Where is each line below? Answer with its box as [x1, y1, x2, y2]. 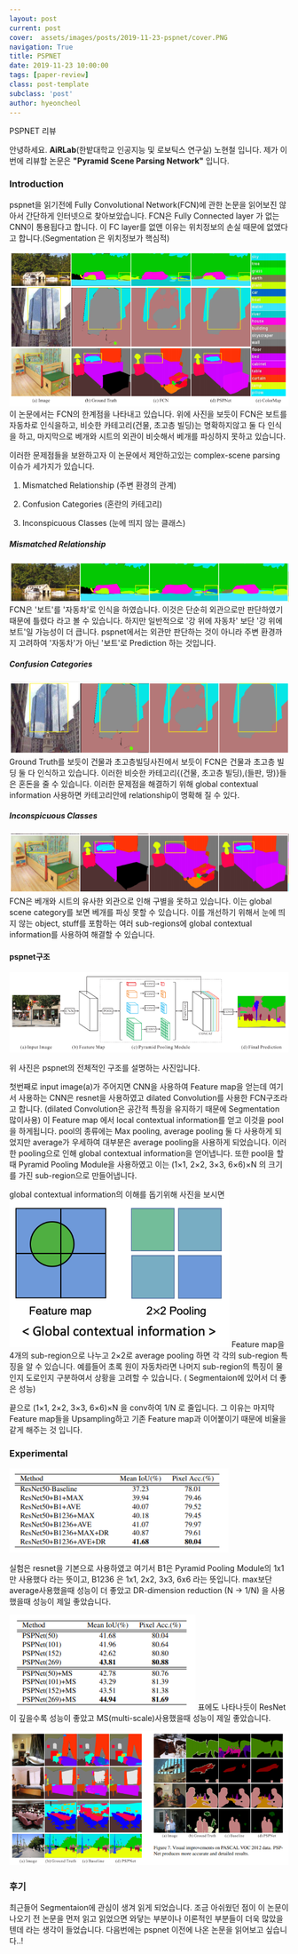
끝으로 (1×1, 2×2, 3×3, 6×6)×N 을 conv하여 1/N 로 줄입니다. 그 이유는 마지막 [9, 1402, 275, 1413]
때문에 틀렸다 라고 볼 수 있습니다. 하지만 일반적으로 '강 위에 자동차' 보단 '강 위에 [9, 616, 283, 626]
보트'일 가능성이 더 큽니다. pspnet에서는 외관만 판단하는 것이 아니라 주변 [9, 626, 259, 637]
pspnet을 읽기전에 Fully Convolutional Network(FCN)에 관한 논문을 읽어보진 [9, 199, 278, 210]
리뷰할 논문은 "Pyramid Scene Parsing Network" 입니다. [25, 156, 230, 166]
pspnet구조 [9, 951, 51, 961]
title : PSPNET [9, 52, 62, 61]
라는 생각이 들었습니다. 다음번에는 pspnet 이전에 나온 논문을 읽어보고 [25, 1925, 264, 1935]
